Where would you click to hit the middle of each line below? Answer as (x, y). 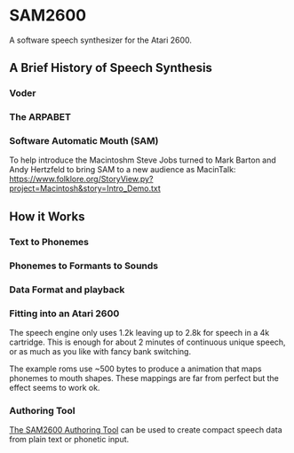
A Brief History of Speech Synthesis (111, 68)
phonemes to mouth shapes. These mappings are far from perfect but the (144, 377)
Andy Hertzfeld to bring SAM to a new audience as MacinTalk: (123, 170)
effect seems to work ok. (55, 387)
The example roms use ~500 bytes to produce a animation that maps (135, 369)
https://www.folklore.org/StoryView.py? (81, 179)
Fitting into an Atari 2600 (64, 314)
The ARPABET (40, 117)
